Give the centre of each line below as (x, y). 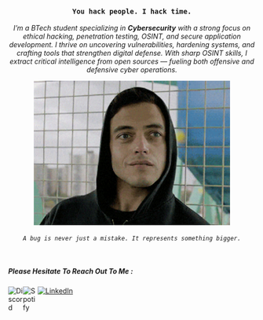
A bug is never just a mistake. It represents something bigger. (132, 239)
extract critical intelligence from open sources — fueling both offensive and (132, 61)
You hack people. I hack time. (132, 11)
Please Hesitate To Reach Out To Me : (71, 271)
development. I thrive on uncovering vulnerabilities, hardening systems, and (132, 45)
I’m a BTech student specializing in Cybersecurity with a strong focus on (132, 28)
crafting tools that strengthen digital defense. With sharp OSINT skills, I (132, 53)
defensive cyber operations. (132, 70)
